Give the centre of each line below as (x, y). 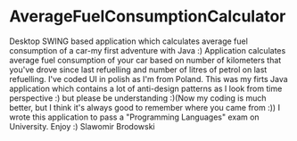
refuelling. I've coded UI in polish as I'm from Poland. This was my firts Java (148, 79)
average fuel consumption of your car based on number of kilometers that (145, 60)
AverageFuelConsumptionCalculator (148, 17)
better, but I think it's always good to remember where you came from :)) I (145, 107)
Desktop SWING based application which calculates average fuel (128, 41)
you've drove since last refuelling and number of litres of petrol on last (138, 70)
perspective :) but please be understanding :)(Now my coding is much (138, 98)
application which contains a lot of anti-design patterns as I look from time (146, 88)
